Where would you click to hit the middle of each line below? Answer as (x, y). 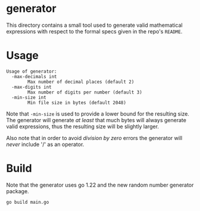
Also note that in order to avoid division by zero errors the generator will (94, 138)
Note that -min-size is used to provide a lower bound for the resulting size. (98, 114)
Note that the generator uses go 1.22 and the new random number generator (100, 185)
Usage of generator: (32, 71)
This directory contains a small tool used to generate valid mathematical (94, 25)
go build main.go (28, 202)
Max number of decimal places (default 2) (81, 82)
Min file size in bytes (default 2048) (77, 103)
